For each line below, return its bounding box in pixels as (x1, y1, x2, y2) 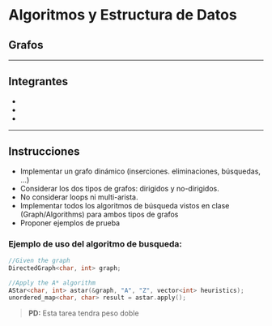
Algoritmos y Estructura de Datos (8, 6, 237, 24)
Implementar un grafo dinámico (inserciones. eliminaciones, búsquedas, (19, 166, 261, 176)
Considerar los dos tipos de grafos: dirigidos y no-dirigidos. (19, 183, 220, 193)
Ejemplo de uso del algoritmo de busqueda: (8, 238, 182, 249)
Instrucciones (8, 144, 80, 159)
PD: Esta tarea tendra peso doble (28, 308, 139, 318)
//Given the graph (8, 256, 70, 264)
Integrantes (8, 75, 69, 88)
